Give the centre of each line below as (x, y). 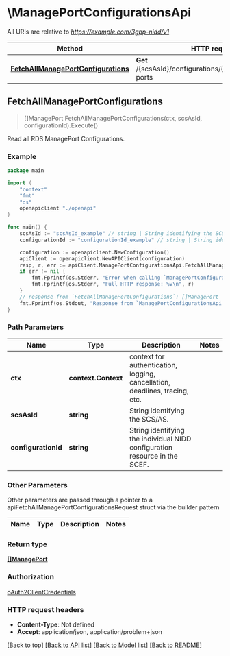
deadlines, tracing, (159, 391)
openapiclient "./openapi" (58, 208)
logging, (142, 374)
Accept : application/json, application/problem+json (90, 632)
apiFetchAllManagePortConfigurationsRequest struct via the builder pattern (114, 507)
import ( (20, 183)
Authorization (31, 577)
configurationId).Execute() (61, 125)
